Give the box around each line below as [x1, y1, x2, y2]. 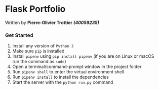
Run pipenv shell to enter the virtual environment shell [12, 69, 124, 75]
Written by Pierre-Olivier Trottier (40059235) [5, 20, 100, 25]
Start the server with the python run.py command [12, 79, 114, 85]
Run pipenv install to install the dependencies [12, 74, 109, 80]
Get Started [5, 32, 34, 39]
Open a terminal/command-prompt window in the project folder [12, 64, 142, 69]
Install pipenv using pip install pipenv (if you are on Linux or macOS [12, 53, 155, 59]
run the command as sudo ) [12, 59, 67, 65]
